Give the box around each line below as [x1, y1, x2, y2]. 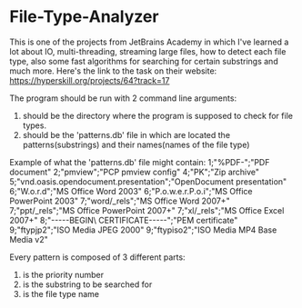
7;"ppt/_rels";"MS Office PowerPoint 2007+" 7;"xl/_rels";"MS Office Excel [9, 204, 285, 215]
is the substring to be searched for [22, 279, 153, 290]
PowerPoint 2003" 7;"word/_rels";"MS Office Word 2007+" [9, 195, 230, 206]
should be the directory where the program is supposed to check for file [22, 110, 294, 121]
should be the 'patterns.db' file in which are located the [22, 129, 230, 140]
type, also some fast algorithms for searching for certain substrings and [9, 55, 279, 66]
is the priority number [22, 269, 105, 280]
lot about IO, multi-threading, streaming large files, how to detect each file [9, 45, 287, 56]
